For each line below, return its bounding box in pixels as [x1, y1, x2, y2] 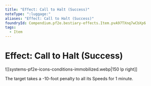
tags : [5, 25, 16, 30]
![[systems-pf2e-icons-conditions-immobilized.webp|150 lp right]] [5, 66, 138, 72]
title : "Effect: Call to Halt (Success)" [5, 7, 90, 12]
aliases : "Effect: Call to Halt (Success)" [5, 16, 94, 21]
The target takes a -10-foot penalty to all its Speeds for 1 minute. [5, 75, 134, 81]
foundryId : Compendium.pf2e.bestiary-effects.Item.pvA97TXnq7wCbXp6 [5, 20, 146, 26]
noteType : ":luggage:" [5, 12, 51, 16]
